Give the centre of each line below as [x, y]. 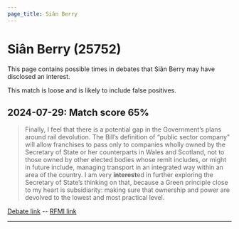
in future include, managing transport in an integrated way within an [124, 167]
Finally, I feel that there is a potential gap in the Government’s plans [123, 129]
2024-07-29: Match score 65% [78, 112]
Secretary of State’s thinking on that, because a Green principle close [127, 183]
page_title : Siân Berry [43, 14]
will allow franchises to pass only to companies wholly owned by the [125, 145]
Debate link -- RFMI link [42, 211]
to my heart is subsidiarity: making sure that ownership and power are [127, 190]
